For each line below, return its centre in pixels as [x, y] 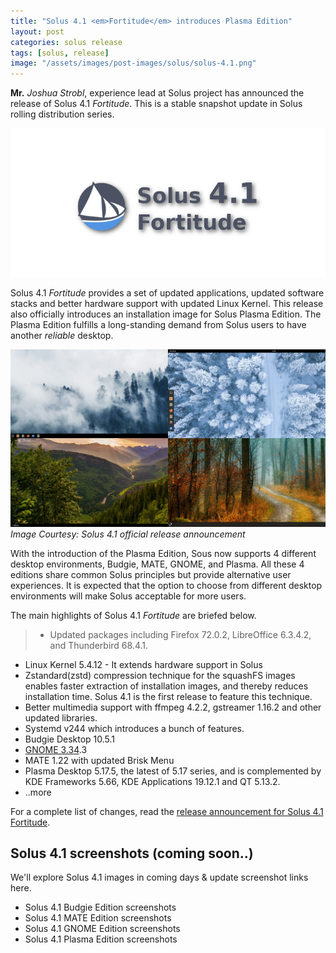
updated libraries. [61, 717]
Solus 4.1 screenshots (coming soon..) [132, 853]
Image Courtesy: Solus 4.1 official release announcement [128, 534]
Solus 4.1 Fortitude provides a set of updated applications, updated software [167, 293]
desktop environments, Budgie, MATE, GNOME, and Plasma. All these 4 [157, 564]
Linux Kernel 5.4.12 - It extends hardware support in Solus [143, 664]
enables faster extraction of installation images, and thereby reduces [166, 686]
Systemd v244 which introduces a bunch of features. [134, 728]
